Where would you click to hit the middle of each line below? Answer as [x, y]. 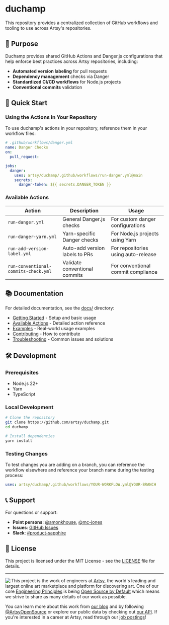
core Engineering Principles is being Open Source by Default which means [82, 591]
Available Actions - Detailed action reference [59, 323]
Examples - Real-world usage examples [54, 329]
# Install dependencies [30, 436]
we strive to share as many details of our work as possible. [66, 596]
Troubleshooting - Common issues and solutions [63, 339]
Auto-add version [84, 248]
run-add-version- [28, 249]
